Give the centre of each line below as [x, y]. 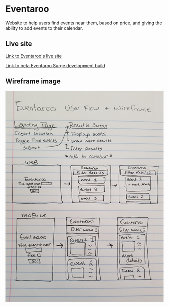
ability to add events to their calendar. [44, 28]
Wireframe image [33, 82]
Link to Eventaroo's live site [33, 56]
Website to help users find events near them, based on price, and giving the [84, 23]
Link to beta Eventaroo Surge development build [55, 65]
